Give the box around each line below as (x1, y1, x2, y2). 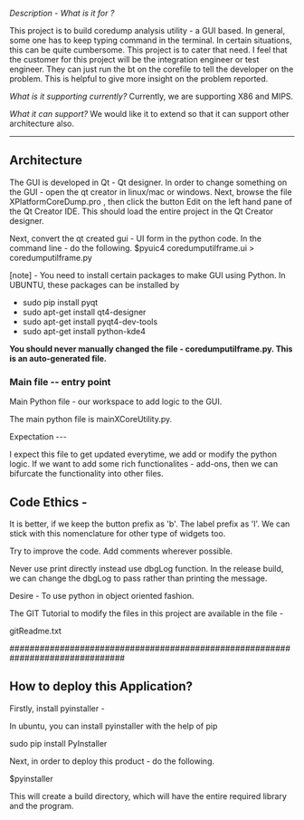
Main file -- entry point (9, 375, 111, 388)
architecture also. (9, 118, 75, 129)
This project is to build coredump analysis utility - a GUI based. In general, (9, 25, 286, 35)
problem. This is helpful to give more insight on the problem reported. (9, 73, 269, 84)
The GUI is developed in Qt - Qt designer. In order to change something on (9, 177, 288, 188)
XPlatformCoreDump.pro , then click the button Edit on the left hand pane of (9, 196, 292, 207)
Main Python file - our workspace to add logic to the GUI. (9, 396, 223, 407)
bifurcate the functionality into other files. (9, 468, 165, 479)
